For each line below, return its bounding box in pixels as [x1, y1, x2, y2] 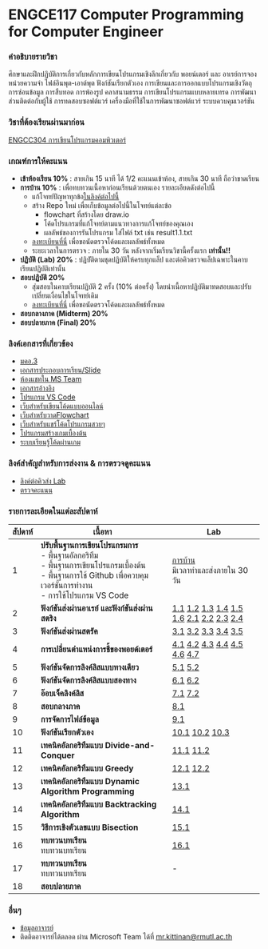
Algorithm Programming [41, 786, 135, 797]
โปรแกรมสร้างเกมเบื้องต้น [19, 428, 88, 438]
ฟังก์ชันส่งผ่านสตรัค [41, 626, 98, 637]
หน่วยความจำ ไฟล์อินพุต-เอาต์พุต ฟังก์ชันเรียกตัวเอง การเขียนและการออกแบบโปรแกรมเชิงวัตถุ [8, 78, 253, 88]
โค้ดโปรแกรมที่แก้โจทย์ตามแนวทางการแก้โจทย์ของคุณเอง [43, 218, 194, 229]
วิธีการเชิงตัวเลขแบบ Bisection [41, 822, 139, 833]
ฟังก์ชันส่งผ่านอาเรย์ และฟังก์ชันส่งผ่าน [41, 603, 153, 614]
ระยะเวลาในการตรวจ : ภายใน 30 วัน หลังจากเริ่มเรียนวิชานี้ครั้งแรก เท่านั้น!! [31, 246, 231, 255]
